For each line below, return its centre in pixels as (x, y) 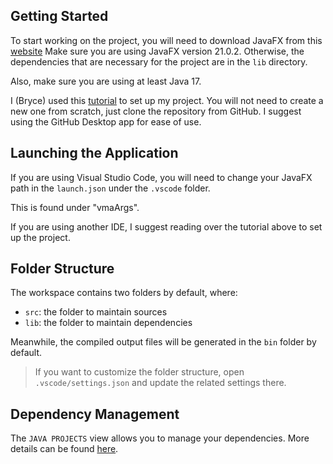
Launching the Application (94, 153)
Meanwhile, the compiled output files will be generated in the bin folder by (163, 342)
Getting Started (59, 16)
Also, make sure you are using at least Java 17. (106, 81)
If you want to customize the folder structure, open (139, 372)
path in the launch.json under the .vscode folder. (110, 188)
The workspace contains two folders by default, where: (124, 293)
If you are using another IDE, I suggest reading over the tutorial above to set (166, 226)
